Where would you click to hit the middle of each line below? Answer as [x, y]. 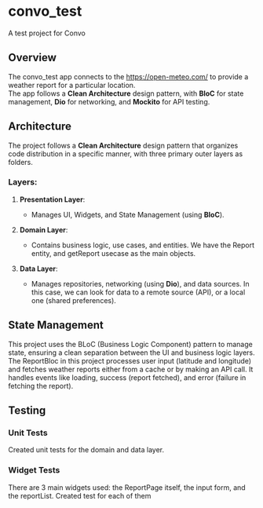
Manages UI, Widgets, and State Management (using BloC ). [128, 214]
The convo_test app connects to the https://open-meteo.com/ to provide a [128, 76]
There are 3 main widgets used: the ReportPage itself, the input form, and [127, 487]
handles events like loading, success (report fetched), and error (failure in [127, 377]
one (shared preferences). [73, 300]
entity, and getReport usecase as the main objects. [113, 253]
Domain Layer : [44, 229]
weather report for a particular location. [72, 85]
